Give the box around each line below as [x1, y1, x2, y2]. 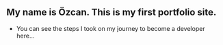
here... [16, 32, 35, 40]
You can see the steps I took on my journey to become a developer [16, 24, 206, 32]
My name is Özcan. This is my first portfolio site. [6, 7, 217, 18]
